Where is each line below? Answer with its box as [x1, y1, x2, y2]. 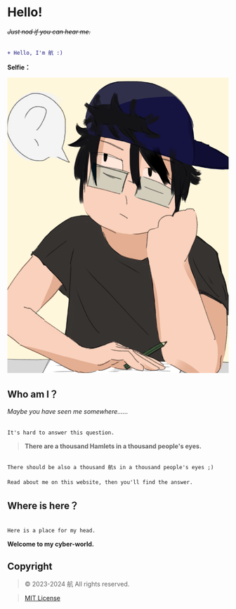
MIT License [24, 594, 61, 602]
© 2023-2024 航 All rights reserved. [24, 580, 130, 588]
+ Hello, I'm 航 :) [7, 49, 63, 56]
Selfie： [7, 63, 32, 71]
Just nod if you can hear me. [7, 27, 91, 36]
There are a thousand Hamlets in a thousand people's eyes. [24, 442, 202, 450]
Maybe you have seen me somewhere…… [7, 407, 129, 416]
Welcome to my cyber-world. [7, 540, 95, 549]
